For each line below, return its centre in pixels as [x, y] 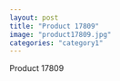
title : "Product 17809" [55, 26]
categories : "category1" [56, 43]
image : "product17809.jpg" [60, 34]
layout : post [34, 18]
